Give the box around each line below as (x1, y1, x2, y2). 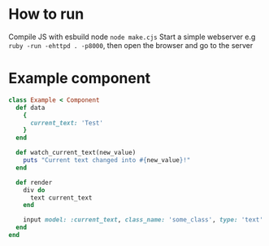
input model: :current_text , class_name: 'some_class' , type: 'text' (23, 216, 264, 224)
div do (23, 186, 46, 194)
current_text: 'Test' (29, 119, 104, 127)
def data (15, 103, 46, 112)
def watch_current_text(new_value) (15, 148, 137, 157)
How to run (8, 5, 85, 24)
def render (15, 178, 53, 187)
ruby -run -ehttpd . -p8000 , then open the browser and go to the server (8, 40, 254, 50)
